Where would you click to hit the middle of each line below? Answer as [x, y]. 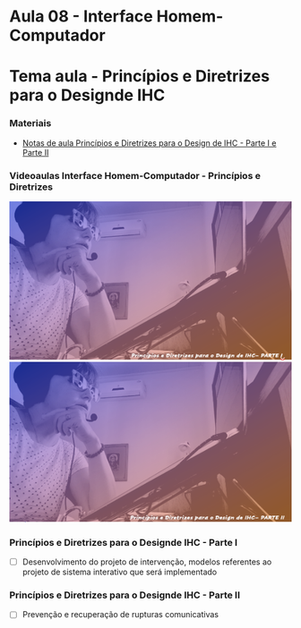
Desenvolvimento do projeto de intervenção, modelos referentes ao [147, 562]
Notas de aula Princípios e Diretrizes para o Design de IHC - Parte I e [149, 143]
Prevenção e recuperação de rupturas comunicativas [120, 615]
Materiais [30, 123]
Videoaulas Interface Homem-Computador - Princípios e [135, 175]
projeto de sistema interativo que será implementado [120, 572]
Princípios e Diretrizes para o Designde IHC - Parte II [125, 595]
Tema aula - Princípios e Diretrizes [140, 76]
